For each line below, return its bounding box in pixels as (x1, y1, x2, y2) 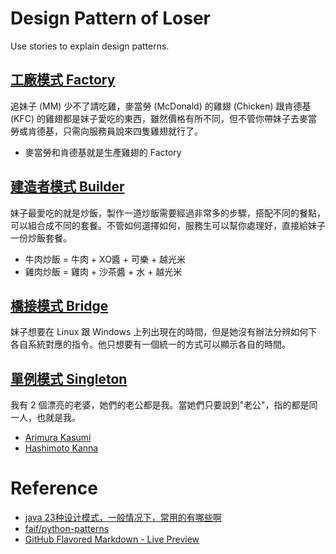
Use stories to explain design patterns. (10, 40, 170, 52)
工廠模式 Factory (10, 72, 116, 89)
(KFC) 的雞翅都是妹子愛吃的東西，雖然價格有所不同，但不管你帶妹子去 (10, 112, 300, 124)
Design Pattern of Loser (10, 7, 211, 30)
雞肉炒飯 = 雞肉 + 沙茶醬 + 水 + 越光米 (24, 265, 183, 277)
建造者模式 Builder (10, 178, 125, 196)
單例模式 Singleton (10, 370, 128, 387)
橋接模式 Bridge (10, 297, 109, 314)
